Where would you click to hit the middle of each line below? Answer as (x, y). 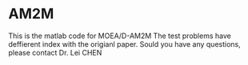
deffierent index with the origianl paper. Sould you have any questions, (125, 44)
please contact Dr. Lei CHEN (55, 52)
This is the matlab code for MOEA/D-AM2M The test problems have (120, 36)
